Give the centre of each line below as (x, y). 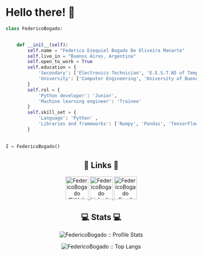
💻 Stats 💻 (101, 217)
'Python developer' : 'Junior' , (78, 96)
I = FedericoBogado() (33, 146)
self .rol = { (44, 90)
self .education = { (52, 67)
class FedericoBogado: (34, 29)
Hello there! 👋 (40, 12)
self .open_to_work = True (60, 62)
